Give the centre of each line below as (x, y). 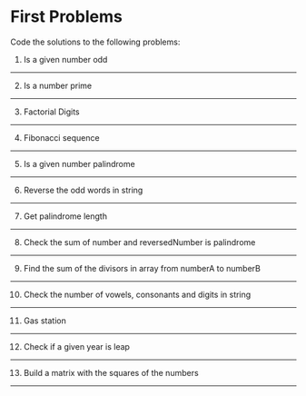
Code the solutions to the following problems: (95, 42)
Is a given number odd (65, 59)
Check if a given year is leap (77, 346)
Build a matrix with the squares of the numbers (111, 372)
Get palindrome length (65, 216)
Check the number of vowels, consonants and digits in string (137, 294)
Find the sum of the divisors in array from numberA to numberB (142, 268)
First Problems (67, 17)
